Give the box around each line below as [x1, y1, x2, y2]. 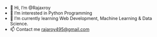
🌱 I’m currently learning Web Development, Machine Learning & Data [10, 15, 152, 21]
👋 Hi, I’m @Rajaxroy [10, 5, 51, 10]
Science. [10, 20, 29, 26]
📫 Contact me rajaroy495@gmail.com [10, 26, 90, 32]
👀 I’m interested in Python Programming [10, 10, 93, 16]
